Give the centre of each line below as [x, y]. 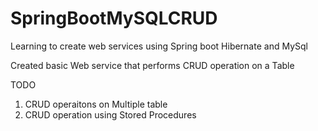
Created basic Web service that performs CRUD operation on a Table [152, 65]
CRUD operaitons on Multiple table [96, 104]
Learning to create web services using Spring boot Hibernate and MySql [159, 46]
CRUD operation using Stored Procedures [110, 114]
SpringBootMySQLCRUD [114, 18]
